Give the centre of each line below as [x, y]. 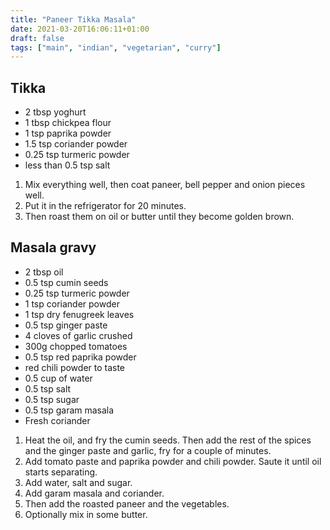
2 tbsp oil [44, 272]
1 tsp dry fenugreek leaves [79, 314]
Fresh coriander [57, 420]
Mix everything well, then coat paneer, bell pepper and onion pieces [165, 185]
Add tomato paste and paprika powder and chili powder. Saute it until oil [173, 461]
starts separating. [61, 472]
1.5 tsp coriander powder [76, 144]
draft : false [37, 38]
